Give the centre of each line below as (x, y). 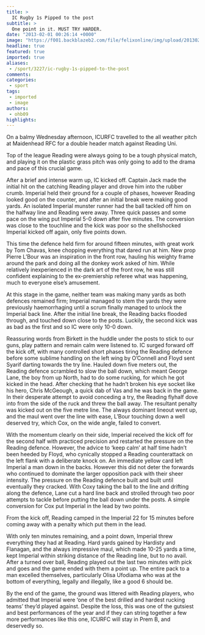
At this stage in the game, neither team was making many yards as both (96, 295)
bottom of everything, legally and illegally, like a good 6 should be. (90, 582)
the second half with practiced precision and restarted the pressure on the (100, 441)
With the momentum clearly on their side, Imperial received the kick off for (100, 435)
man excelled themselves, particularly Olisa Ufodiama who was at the (94, 575)
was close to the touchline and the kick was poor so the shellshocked (94, 226)
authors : (17, 108)
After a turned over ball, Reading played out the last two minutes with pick (99, 562)
